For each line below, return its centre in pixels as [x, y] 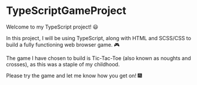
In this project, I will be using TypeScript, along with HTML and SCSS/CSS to [98, 38]
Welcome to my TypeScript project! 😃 [52, 27]
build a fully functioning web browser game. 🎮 [63, 44]
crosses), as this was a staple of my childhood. [63, 64]
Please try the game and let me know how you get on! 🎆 [74, 75]
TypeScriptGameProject [66, 11]
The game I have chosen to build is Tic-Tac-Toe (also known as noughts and [98, 58]
